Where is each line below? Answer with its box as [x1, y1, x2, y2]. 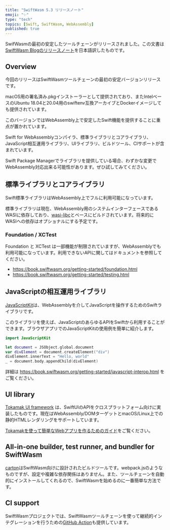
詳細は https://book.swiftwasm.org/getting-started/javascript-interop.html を [5, 369, 165, 375]
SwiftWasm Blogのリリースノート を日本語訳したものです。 [5, 47, 127, 53]
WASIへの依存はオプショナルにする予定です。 [5, 218, 101, 224]
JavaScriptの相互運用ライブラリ [5, 287, 107, 296]
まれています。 [5, 147, 36, 153]
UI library [5, 390, 35, 399]
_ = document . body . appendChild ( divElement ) [5, 359, 99, 364]
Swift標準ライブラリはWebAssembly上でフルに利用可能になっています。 [5, 194, 156, 201]
